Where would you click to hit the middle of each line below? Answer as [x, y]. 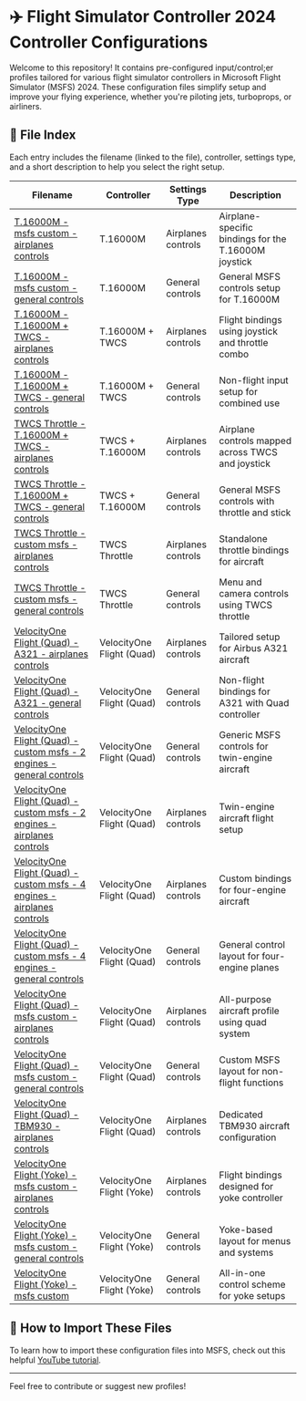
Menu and [240, 582]
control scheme [252, 1284]
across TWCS [248, 451]
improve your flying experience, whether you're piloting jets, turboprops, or [151, 97]
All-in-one [242, 1272]
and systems [246, 1252]
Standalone [244, 538]
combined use [250, 403]
